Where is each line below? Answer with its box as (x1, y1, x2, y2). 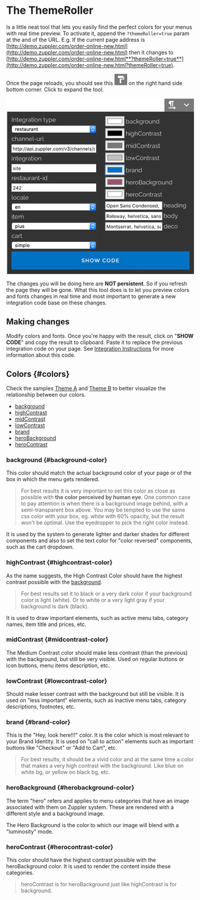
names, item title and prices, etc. (6, 621, 87, 628)
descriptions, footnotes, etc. (6, 703, 76, 710)
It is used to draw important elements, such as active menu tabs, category (6, 614, 189, 621)
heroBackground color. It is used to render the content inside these (6, 863, 171, 870)
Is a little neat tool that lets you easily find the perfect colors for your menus (6, 23, 192, 31)
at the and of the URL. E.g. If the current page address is (6, 36, 145, 43)
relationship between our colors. (6, 391, 86, 398)
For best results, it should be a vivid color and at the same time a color (20, 756, 194, 763)
